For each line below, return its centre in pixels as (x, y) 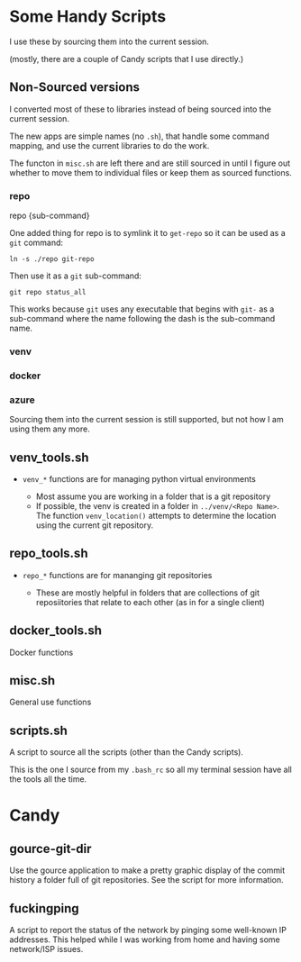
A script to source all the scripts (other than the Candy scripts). (126, 752)
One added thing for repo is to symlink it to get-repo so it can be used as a (147, 233)
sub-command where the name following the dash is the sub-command (142, 319)
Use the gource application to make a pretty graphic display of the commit (147, 870)
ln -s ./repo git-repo (52, 259)
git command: (36, 243)
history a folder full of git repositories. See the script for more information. (146, 880)
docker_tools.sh (55, 631)
